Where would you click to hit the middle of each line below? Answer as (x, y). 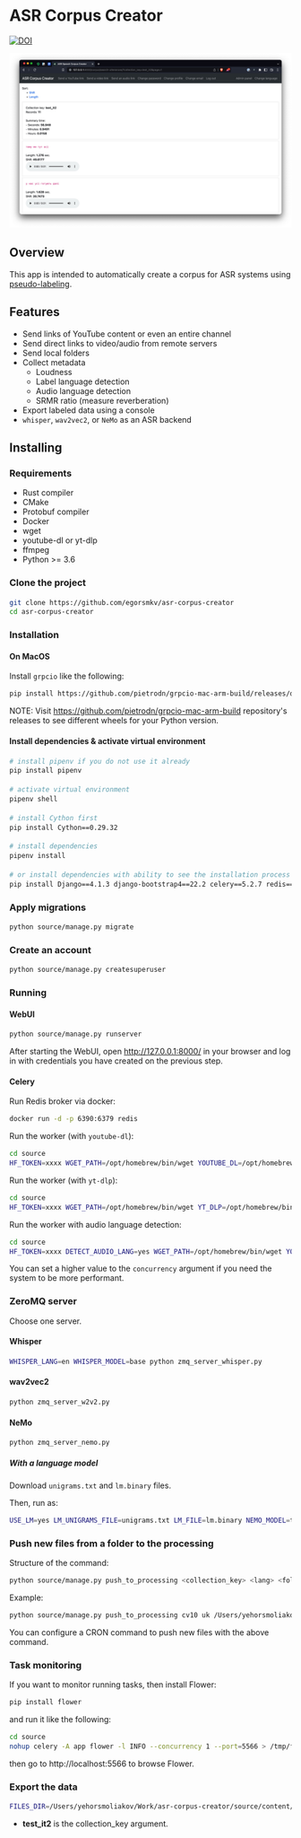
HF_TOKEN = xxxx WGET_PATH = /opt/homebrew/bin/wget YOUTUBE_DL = (126, 1163)
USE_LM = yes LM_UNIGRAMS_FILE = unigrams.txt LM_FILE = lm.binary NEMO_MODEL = (150, 1520)
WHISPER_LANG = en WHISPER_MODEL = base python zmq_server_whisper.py (136, 1361)
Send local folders (56, 353)
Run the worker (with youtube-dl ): (72, 1136)
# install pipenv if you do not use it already (100, 761)
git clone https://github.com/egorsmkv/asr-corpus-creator (122, 602)
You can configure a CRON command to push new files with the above (139, 1632)
